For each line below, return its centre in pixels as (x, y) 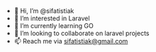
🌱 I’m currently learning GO (54, 26)
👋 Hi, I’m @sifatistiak (44, 11)
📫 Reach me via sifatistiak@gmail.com (71, 41)
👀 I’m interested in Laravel (52, 18)
